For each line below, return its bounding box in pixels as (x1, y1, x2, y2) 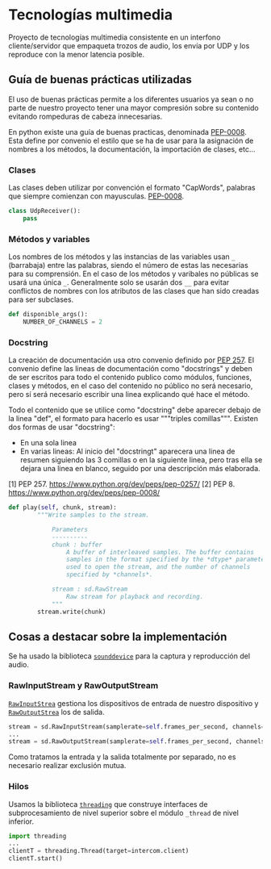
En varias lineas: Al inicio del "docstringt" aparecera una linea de (19, 446, 236, 457)
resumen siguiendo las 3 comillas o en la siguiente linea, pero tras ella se (19, 455, 263, 465)
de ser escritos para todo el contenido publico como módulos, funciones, (8, 373, 252, 382)
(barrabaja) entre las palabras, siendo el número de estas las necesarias (8, 261, 248, 270)
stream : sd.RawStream (51, 585, 128, 594)
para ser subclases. (8, 295, 74, 304)
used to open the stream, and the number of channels (65, 563, 251, 571)
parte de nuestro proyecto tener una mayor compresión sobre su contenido (8, 102, 260, 112)
